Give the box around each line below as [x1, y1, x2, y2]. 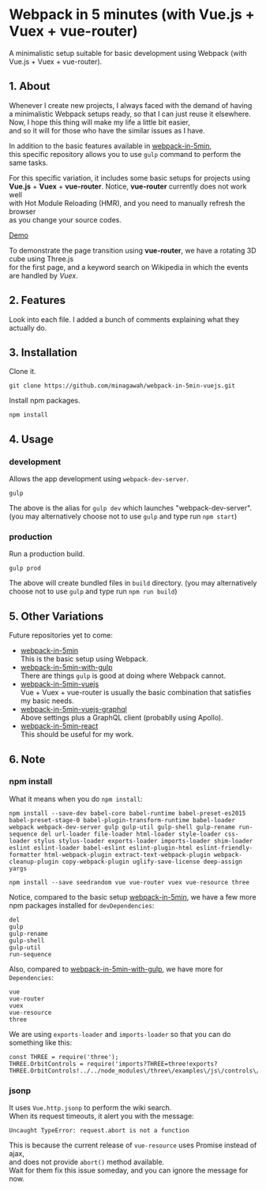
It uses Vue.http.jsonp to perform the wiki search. [9, 1103, 172, 1113]
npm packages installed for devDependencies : [9, 900, 155, 910]
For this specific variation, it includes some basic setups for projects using [9, 173, 251, 182]
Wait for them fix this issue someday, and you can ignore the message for [9, 1166, 249, 1175]
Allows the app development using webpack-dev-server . [9, 474, 189, 484]
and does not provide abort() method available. [9, 1158, 165, 1167]
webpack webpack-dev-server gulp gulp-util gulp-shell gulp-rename [9, 823, 236, 831]
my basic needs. [20, 696, 74, 705]
